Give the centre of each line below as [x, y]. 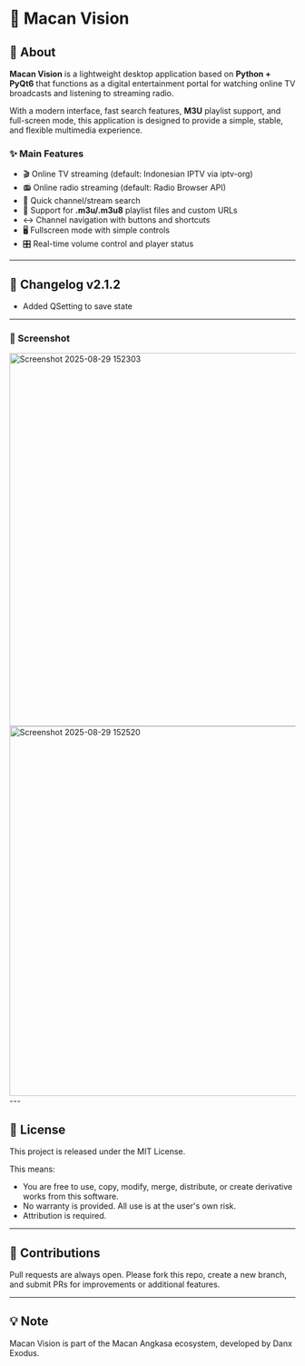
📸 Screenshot [40, 338]
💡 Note [29, 1321]
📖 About [33, 52]
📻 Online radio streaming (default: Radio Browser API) [124, 188]
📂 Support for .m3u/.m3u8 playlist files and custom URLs [130, 210]
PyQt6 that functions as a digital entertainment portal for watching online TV [152, 84]
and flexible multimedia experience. [76, 130]
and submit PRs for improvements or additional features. [115, 1284]
